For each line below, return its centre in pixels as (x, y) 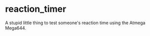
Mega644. (16, 28)
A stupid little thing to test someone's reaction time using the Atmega (75, 23)
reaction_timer (36, 9)
